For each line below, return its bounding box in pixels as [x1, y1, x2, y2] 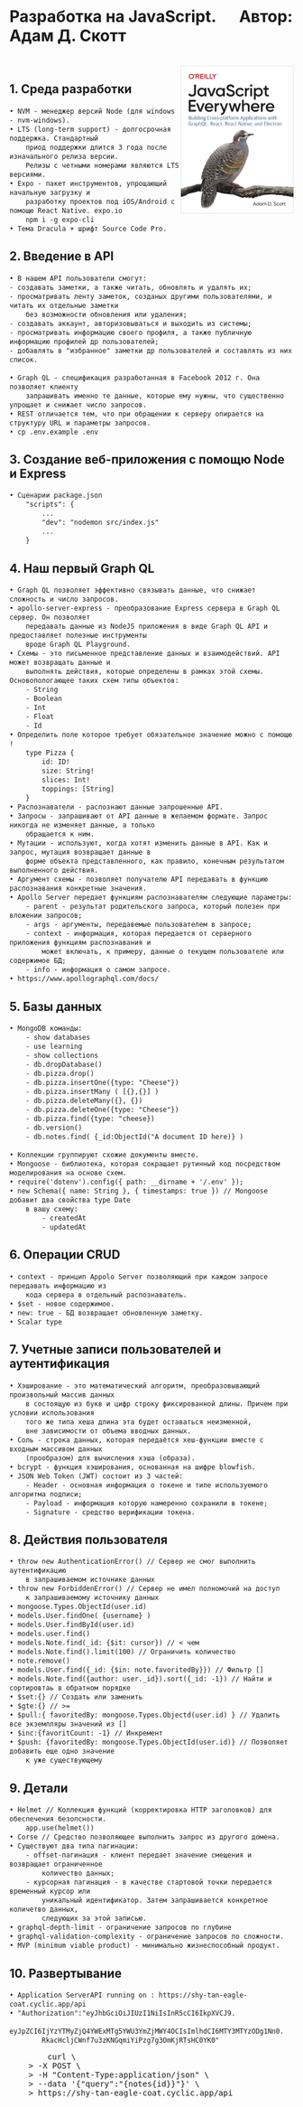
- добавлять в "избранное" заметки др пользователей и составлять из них [9, 346, 293, 355]
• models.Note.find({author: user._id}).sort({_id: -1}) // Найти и [9, 1674, 272, 1684]
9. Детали [9, 1780, 69, 1795]
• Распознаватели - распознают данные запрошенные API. [9, 802, 224, 812]
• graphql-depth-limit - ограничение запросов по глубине [9, 1923, 232, 1933]
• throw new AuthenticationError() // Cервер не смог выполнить [9, 1557, 256, 1567]
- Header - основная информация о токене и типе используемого [25, 1480, 269, 1490]
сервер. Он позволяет [9, 613, 91, 623]
